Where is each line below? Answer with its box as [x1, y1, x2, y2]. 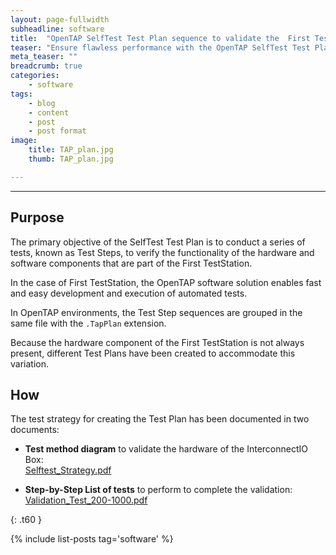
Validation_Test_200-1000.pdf [24, 494, 148, 506]
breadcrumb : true [10, 61, 83, 71]
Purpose [10, 209, 65, 226]
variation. [10, 357, 49, 370]
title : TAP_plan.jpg [28, 145, 114, 155]
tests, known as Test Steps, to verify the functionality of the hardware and [10, 246, 315, 258]
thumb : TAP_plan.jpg [28, 154, 114, 164]
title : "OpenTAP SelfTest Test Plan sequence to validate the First [10, 33, 311, 43]
